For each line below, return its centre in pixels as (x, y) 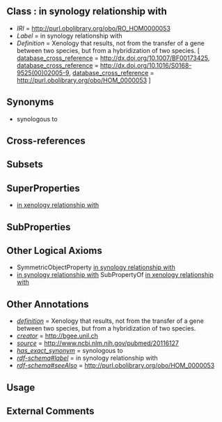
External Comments (50, 411)
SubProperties (39, 227)
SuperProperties (43, 188)
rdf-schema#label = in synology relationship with (87, 358)
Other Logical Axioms (54, 251)
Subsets (25, 164)
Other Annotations (48, 304)
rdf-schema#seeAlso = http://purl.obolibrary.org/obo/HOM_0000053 (116, 366)
